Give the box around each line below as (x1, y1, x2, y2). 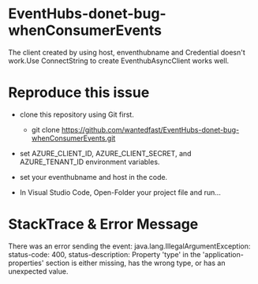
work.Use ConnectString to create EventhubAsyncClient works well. (8, 56, 230, 65)
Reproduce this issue (8, 84, 150, 102)
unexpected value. (8, 266, 69, 276)
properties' (8, 258, 44, 267)
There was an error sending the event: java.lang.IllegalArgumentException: (8, 241, 251, 251)
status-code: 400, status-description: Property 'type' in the (8, 249, 201, 259)
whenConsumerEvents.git (31, 133, 116, 143)
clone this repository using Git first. (19, 110, 134, 119)
